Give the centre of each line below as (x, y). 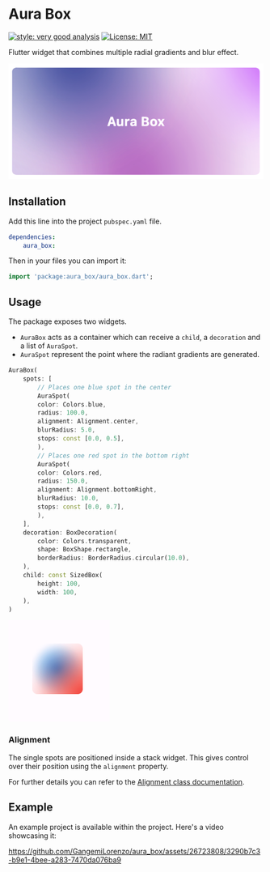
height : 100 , (59, 584)
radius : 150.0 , (63, 481)
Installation (37, 202)
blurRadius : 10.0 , (68, 499)
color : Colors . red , (70, 473)
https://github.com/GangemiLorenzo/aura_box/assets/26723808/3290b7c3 (135, 851)
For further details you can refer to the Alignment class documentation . (127, 781)
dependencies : (32, 237)
